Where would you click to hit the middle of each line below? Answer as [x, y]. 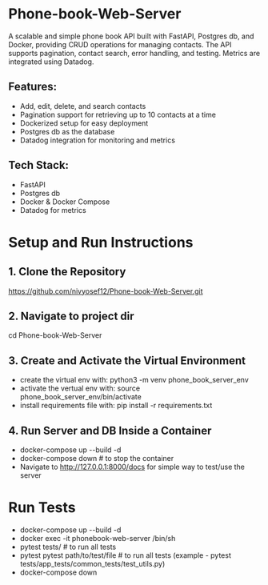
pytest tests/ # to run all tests [68, 547]
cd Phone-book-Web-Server [55, 335]
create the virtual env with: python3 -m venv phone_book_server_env [134, 380]
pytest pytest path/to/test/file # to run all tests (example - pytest [126, 555]
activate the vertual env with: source [80, 388]
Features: [33, 87]
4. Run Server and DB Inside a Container [110, 430]
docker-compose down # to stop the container [97, 458]
